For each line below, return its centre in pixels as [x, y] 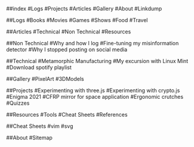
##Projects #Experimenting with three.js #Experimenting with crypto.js [93, 90]
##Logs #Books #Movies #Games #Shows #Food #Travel [77, 20]
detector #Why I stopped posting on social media [67, 49]
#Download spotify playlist [39, 67]
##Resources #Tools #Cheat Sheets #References [67, 115]
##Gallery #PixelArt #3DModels [45, 79]
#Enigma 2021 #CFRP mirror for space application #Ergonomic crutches [95, 97]
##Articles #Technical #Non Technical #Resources [69, 32]
